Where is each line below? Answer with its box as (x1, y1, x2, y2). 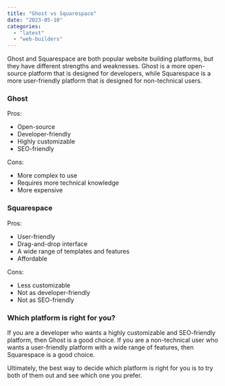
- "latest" (13, 29, 45, 37)
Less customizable (17, 281, 71, 289)
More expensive (17, 186, 63, 194)
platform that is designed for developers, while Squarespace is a (28, 70, 211, 78)
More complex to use (17, 172, 78, 180)
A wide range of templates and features (17, 247, 130, 255)
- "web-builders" (13, 36, 63, 43)
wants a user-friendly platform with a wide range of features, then (7, 343, 194, 352)
